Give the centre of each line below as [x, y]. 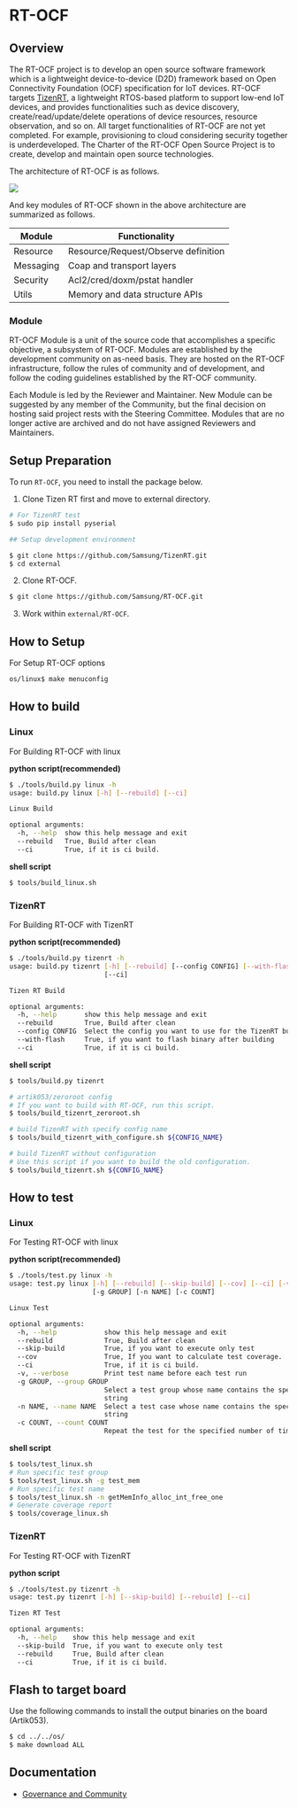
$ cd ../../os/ [37, 1737]
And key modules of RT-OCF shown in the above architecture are [128, 205]
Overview [37, 48]
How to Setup [47, 642]
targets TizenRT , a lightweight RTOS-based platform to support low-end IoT [147, 97]
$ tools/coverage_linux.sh [59, 1514]
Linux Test [29, 1308]
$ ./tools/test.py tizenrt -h [65, 1589]
